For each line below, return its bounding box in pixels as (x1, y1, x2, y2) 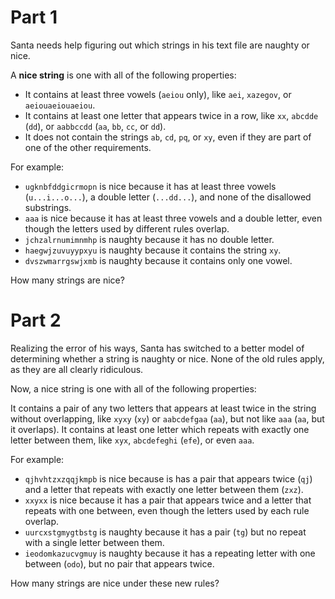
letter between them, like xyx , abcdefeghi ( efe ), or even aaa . (10, 434, 255, 446)
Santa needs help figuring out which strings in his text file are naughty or (10, 39, 310, 51)
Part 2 (10, 309, 62, 332)
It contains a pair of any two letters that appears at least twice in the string (10, 402, 317, 414)
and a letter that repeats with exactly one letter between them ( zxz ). (24, 483, 304, 495)
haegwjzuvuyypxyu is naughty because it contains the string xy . (24, 244, 282, 256)
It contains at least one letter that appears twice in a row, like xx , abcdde (24, 109, 319, 121)
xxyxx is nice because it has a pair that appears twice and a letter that (24, 494, 312, 506)
